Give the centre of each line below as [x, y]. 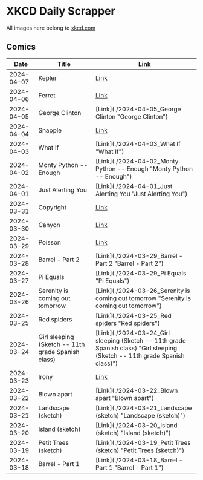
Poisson [50, 242]
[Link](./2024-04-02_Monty [137, 161]
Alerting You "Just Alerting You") [142, 194]
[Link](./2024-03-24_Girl [133, 333]
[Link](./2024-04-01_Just [134, 186]
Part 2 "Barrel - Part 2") [130, 263]
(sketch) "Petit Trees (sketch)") [140, 450]
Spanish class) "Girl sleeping [137, 348]
